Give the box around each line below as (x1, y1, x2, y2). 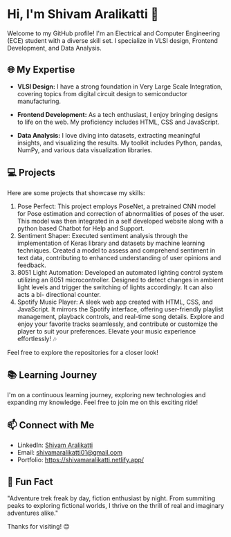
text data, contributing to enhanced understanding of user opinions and (17, 253, 221, 262)
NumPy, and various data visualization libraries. (17, 145, 153, 154)
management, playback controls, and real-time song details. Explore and (17, 312, 225, 320)
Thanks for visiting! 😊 (7, 522, 71, 530)
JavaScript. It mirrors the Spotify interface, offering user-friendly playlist (17, 304, 223, 313)
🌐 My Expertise (7, 64, 75, 75)
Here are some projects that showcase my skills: (7, 188, 145, 197)
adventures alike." (7, 509, 59, 517)
